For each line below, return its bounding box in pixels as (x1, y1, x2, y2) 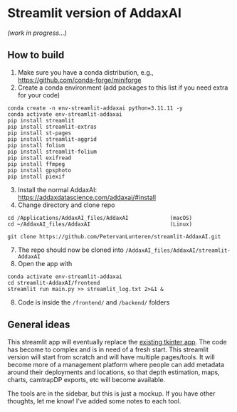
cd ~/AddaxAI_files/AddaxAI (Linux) (7, 221, 193, 228)
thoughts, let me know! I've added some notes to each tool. (7, 396, 181, 405)
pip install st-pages (7, 130, 72, 137)
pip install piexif (7, 173, 65, 180)
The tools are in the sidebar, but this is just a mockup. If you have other (7, 389, 216, 398)
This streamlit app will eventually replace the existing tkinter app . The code (7, 337, 227, 346)
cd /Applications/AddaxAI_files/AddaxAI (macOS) (7, 214, 193, 221)
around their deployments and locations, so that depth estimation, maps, (7, 368, 220, 376)
